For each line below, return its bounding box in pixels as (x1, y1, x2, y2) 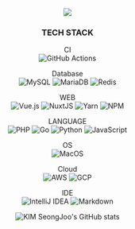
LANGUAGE (48, 117, 87, 126)
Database (52, 69, 83, 79)
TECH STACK (40, 27, 94, 38)
